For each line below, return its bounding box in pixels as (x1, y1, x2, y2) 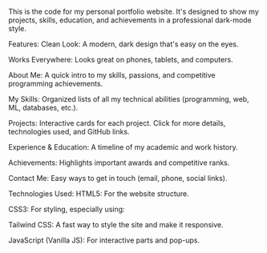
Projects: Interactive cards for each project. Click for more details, (8, 118, 226, 127)
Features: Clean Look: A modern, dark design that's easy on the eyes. (8, 39, 239, 49)
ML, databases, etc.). (8, 103, 79, 112)
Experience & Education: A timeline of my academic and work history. (8, 143, 238, 151)
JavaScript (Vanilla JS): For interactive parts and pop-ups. (8, 235, 200, 245)
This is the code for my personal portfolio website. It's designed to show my (8, 7, 259, 16)
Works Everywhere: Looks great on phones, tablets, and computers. (8, 55, 234, 64)
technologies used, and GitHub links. (8, 127, 130, 136)
